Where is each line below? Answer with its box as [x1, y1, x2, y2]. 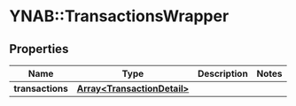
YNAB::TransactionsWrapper [9, 6, 230, 26]
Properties [9, 42, 69, 57]
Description [198, 68, 248, 79]
